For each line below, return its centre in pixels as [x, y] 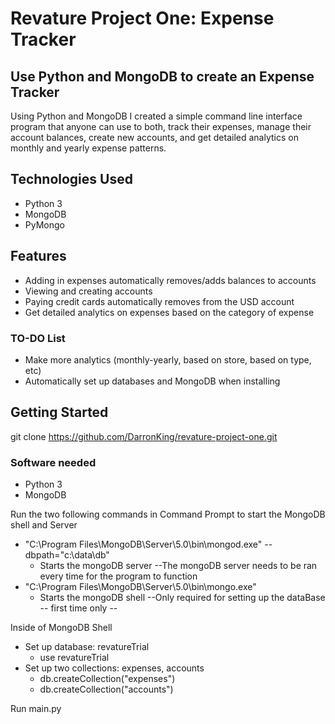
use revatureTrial [74, 658]
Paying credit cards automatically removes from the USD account [159, 301]
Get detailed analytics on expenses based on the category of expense [169, 312]
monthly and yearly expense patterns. [88, 148]
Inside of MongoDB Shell [61, 628]
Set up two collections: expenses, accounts [114, 668]
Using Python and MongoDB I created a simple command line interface [156, 116]
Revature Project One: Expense [142, 18]
